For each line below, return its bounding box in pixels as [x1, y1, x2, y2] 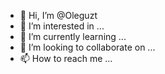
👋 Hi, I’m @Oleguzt [19, 10, 98, 21]
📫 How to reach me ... [19, 53, 113, 64]
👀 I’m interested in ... [19, 20, 105, 32]
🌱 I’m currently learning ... [19, 31, 127, 42]
